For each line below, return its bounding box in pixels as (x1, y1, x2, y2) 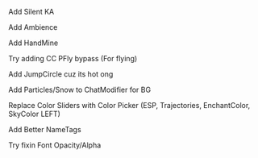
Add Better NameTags (8, 125, 82, 134)
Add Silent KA (8, 7, 55, 16)
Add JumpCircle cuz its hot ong (8, 69, 114, 79)
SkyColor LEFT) (8, 109, 60, 118)
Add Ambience (8, 23, 58, 31)
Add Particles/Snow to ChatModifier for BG (8, 85, 152, 94)
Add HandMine (8, 38, 59, 48)
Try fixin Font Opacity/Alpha (8, 140, 102, 150)
